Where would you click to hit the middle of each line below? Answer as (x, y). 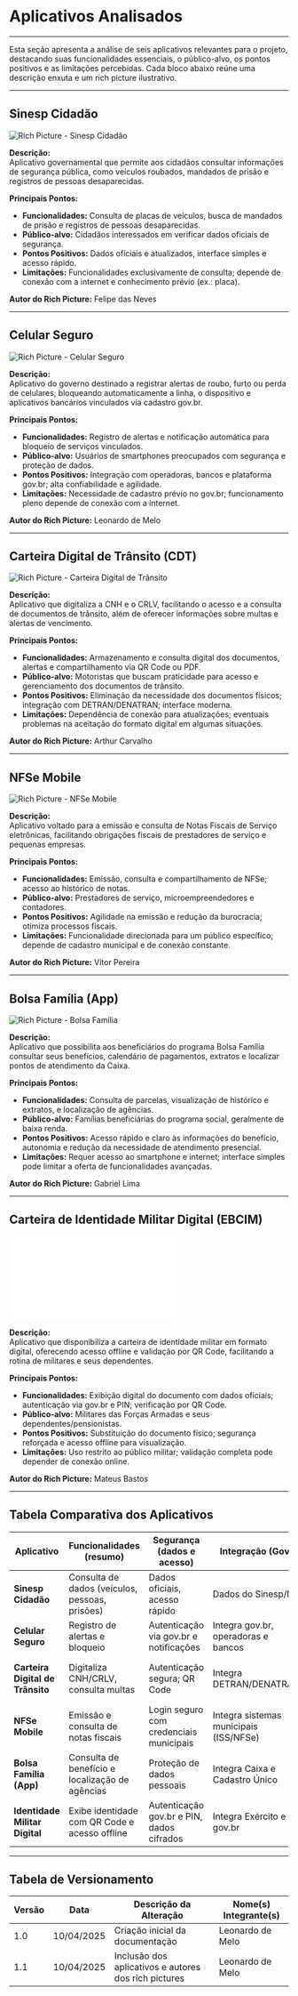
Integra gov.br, (243, 1625)
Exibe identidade (104, 1810)
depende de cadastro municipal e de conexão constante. (126, 946)
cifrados (166, 1839)
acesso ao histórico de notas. (76, 889)
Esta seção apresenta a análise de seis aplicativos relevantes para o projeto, (149, 49)
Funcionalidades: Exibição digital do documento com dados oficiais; (148, 1395)
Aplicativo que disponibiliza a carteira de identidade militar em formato (138, 1341)
